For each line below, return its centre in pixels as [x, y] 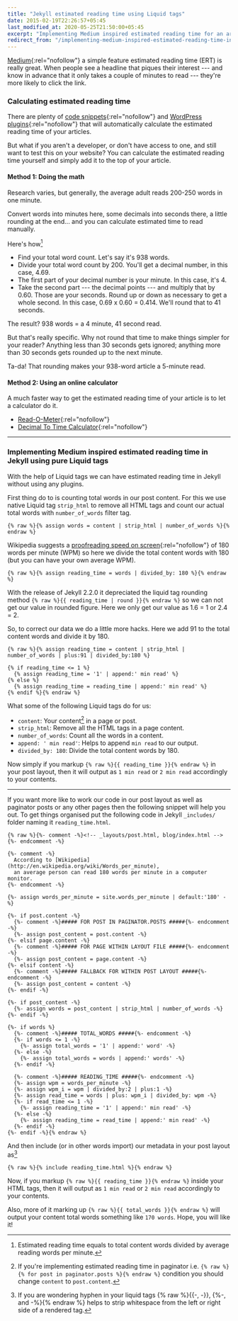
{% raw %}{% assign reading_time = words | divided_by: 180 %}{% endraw [117, 573]
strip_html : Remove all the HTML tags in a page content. [101, 728]
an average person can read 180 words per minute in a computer [110, 873]
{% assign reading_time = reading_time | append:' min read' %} [110, 686]
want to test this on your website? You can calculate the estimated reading [116, 153]
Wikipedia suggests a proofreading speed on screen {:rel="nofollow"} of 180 [118, 545]
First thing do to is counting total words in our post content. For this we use [117, 497]
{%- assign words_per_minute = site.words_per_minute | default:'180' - [117, 897]
